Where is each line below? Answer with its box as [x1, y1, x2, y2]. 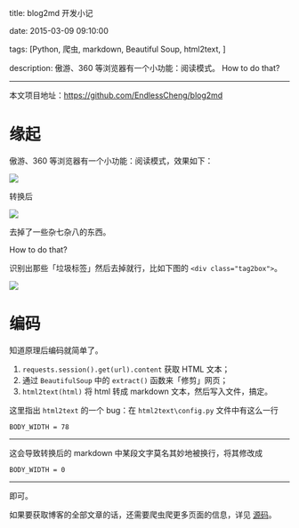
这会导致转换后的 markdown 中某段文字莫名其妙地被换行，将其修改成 [9, 447, 263, 458]
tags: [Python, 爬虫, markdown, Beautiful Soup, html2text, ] [9, 44, 226, 54]
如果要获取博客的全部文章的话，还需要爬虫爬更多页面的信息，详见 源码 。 [9, 509, 277, 520]
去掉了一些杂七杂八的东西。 [9, 226, 111, 237]
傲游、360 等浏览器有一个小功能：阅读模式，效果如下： [9, 155, 214, 166]
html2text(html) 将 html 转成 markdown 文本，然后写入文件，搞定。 [21, 386, 273, 396]
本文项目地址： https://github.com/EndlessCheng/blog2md [9, 90, 223, 100]
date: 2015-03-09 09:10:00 [9, 26, 109, 36]
